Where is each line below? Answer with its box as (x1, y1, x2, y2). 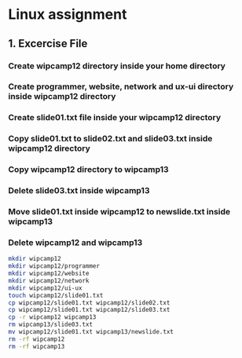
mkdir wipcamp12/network (8, 276, 90, 284)
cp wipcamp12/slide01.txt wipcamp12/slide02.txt (8, 298, 170, 307)
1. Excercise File (8, 37, 88, 50)
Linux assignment (8, 5, 127, 24)
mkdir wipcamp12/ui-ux (8, 284, 82, 292)
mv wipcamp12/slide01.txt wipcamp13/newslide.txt (8, 328, 174, 336)
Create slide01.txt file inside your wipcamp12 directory (8, 112, 222, 123)
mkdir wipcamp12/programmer (8, 262, 101, 270)
